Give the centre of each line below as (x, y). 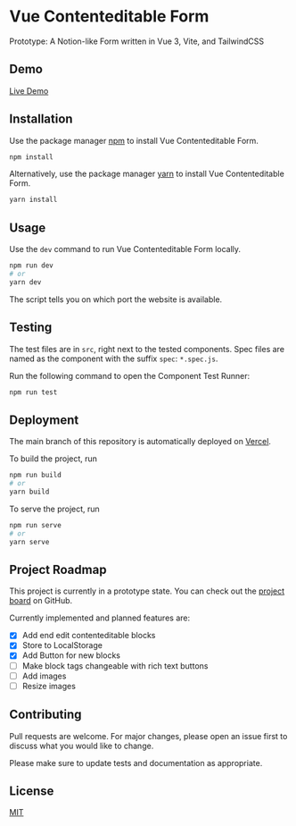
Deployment (44, 420)
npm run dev (31, 265)
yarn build (29, 492)
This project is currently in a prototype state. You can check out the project (147, 591)
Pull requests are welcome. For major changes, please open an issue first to (148, 736)
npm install (31, 157)
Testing (31, 328)
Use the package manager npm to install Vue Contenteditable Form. (134, 140)
